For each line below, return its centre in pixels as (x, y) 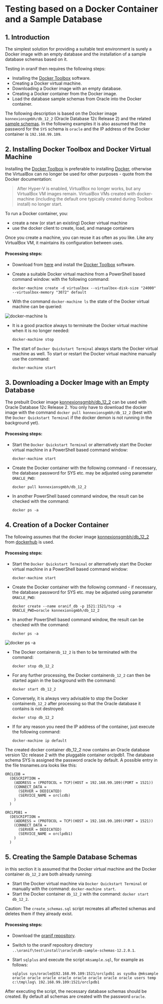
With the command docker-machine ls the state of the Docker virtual (81, 301)
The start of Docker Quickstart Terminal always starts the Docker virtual (85, 348)
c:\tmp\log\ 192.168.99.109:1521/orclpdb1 (56, 982)
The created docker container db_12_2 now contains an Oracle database (77, 750)
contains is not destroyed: (38, 709)
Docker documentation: (29, 179)
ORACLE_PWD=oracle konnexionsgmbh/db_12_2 (56, 611)
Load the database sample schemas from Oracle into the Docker (77, 99)
